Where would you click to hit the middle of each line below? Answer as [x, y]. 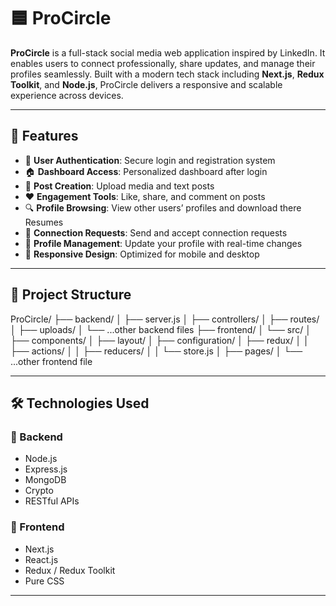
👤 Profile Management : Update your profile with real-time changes [163, 243]
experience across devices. [67, 95]
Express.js [46, 469]
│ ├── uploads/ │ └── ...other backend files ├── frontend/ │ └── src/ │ [161, 329]
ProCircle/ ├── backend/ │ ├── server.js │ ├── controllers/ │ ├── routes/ [165, 319]
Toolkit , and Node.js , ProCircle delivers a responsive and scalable [146, 84]
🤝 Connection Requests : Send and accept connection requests [156, 232]
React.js [41, 559]
